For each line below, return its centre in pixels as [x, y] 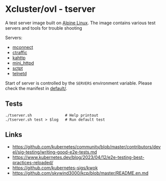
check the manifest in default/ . [36, 88]
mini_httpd [23, 63]
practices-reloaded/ [33, 162]
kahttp [19, 57]
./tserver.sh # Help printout [52, 115]
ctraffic [20, 52]
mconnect [23, 47]
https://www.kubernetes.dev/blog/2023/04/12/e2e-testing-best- [78, 157]
